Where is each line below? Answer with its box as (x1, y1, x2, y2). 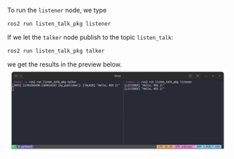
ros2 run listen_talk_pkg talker (7, 47, 105, 55)
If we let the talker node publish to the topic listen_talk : (7, 33, 174, 41)
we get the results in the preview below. (7, 60, 123, 69)
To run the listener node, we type (7, 6, 107, 14)
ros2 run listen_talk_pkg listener (7, 20, 111, 27)
